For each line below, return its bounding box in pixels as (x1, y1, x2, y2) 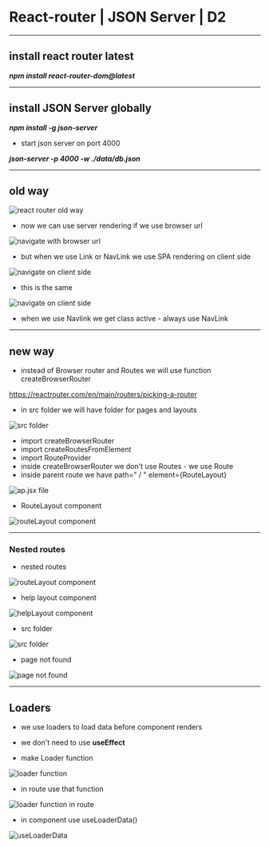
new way (9, 344, 55, 358)
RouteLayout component (20, 501, 102, 511)
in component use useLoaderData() (20, 815, 138, 825)
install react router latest (9, 50, 134, 63)
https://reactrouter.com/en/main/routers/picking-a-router (9, 390, 198, 400)
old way (9, 184, 49, 197)
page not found (20, 655, 72, 665)
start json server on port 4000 (20, 138, 121, 148)
